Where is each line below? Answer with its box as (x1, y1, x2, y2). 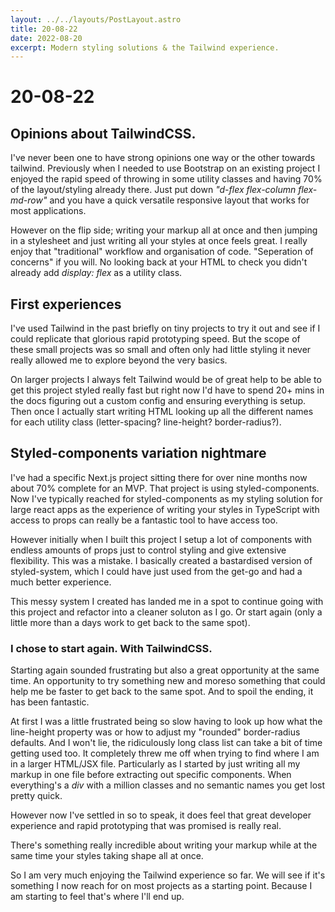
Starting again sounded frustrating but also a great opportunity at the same (10, 664, 320, 676)
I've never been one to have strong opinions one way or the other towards (10, 152, 316, 164)
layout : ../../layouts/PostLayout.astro (10, 14, 182, 25)
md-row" (10, 194, 48, 206)
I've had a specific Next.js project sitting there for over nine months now (10, 471, 308, 483)
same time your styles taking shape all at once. (10, 850, 204, 862)
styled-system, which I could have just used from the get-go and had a (10, 565, 303, 577)
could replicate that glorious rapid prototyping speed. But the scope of (10, 333, 301, 345)
